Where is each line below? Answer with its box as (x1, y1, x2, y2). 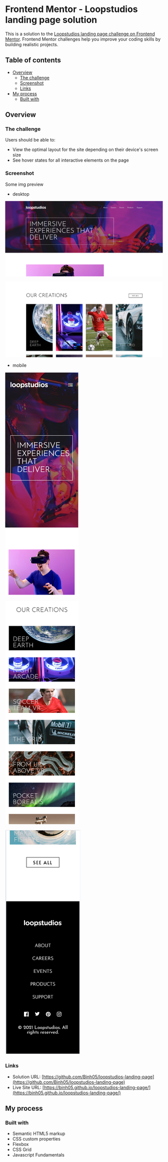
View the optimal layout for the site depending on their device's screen (12, 147, 158, 153)
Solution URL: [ (12, 1074, 43, 1080)
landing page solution (5, 14, 97, 26)
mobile (12, 362, 26, 368)
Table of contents (5, 56, 61, 65)
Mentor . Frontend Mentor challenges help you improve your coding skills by (5, 36, 161, 42)
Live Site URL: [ (12, 1084, 44, 1090)
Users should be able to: (5, 137, 56, 143)
